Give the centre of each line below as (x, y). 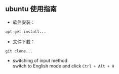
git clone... (19, 51)
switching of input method (40, 60)
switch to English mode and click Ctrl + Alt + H (63, 66)
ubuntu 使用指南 (31, 9)
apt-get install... (26, 32)
